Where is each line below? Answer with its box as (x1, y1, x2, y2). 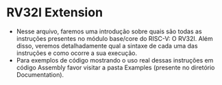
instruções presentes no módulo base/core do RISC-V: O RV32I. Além (16, 34, 213, 42)
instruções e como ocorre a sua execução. (16, 49, 138, 57)
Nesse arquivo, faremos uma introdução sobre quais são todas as (16, 27, 203, 35)
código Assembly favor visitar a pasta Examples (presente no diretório (16, 63, 215, 71)
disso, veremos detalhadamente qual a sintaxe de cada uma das (16, 41, 198, 50)
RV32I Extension (6, 5, 103, 20)
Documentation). (16, 70, 64, 79)
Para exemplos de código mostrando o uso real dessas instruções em (16, 56, 214, 64)
